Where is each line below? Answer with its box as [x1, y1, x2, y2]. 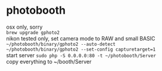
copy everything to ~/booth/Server [6, 58, 92, 65]
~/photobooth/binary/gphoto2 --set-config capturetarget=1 [6, 46, 156, 53]
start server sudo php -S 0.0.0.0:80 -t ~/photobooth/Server [6, 51, 157, 58]
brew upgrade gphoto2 [6, 29, 60, 36]
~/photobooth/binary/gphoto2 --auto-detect [6, 41, 116, 47]
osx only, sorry [6, 23, 43, 30]
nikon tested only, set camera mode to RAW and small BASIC [6, 35, 156, 42]
